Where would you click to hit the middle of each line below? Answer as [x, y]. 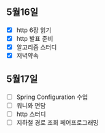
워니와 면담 [31, 105]
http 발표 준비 [35, 38]
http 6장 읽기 [34, 30]
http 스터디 [31, 114]
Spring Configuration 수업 [52, 97]
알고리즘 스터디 [36, 47]
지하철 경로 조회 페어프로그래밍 [57, 123]
